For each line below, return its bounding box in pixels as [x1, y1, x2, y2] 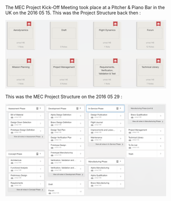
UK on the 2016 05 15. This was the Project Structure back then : [5, 10, 141, 16]
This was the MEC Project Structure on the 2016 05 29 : [5, 94, 123, 100]
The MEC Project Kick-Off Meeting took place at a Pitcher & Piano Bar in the [5, 5, 165, 10]
